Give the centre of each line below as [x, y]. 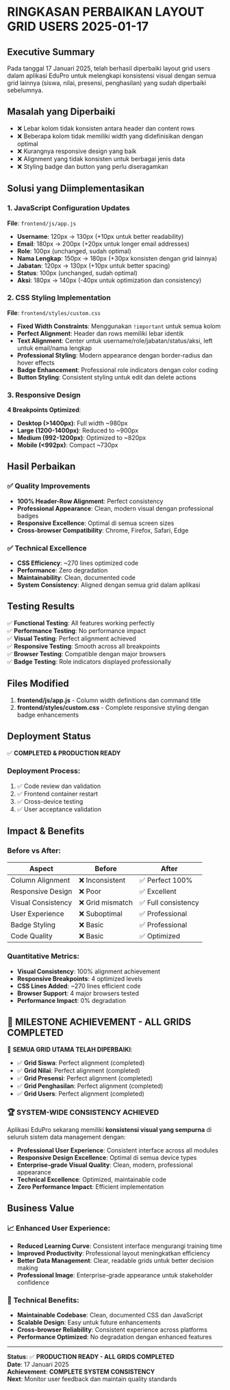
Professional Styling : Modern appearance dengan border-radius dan [115, 355]
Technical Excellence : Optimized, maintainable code [91, 1179]
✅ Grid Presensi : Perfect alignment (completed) [85, 1078]
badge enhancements [48, 715]
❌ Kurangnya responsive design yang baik [77, 151]
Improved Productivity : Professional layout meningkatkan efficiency [114, 1253]
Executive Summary [51, 52]
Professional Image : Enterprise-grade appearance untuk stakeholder [115, 1275]
